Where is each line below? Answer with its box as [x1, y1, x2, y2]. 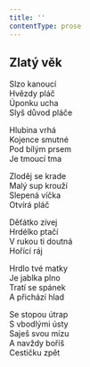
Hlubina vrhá [9, 125, 56, 136]
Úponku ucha [9, 98, 59, 109]
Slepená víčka [9, 190, 61, 201]
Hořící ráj [9, 246, 43, 256]
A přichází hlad [9, 291, 65, 302]
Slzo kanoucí [9, 78, 57, 90]
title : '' [9, 13, 46, 22]
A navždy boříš [9, 338, 65, 349]
